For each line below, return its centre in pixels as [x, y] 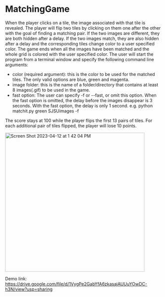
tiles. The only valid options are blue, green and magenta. [71, 79]
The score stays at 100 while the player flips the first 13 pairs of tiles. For [79, 120]
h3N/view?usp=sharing [29, 289]
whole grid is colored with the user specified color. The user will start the [80, 54]
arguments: [17, 65]
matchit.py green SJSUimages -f [45, 111]
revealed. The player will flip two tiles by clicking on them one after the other [83, 28]
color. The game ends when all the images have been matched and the [77, 49]
